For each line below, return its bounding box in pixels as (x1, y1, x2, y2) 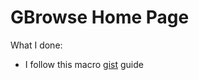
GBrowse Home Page (10, 6, 190, 29)
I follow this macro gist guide (24, 58, 144, 70)
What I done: (10, 39, 63, 51)
